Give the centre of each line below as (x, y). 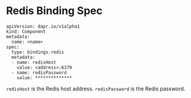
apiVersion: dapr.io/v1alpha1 (43, 26)
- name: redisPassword (39, 72)
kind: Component (26, 31)
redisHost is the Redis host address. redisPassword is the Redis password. (96, 89)
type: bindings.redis (38, 52)
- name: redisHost (34, 62)
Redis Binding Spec (54, 11)
